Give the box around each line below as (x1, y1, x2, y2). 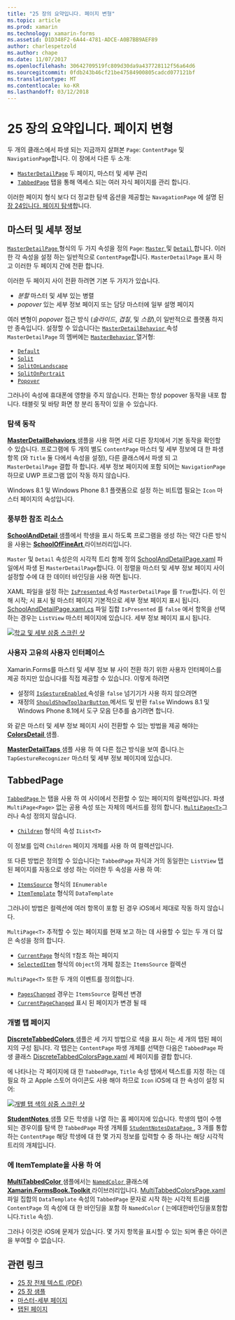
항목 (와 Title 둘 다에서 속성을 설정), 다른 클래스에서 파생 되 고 (7, 454, 178, 462)
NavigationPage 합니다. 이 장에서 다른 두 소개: (7, 154, 131, 163)
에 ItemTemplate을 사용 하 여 (7, 1160, 101, 1170)
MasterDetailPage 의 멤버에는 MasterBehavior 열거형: (7, 332, 155, 341)
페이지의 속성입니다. (20, 495, 75, 504)
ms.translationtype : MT (7, 75, 77, 83)
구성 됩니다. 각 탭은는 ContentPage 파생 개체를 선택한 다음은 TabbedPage (20, 1043, 217, 1052)
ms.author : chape (7, 50, 58, 57)
